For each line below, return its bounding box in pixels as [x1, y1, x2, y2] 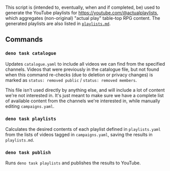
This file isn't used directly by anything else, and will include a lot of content [5, 87, 165, 93]
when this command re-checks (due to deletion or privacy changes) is [5, 71, 153, 78]
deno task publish [5, 150, 51, 155]
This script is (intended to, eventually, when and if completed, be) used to [5, 5, 160, 10]
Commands [5, 35, 43, 44]
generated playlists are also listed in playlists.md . [5, 20, 111, 26]
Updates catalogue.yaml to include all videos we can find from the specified [5, 61, 165, 67]
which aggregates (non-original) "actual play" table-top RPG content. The [5, 15, 160, 21]
